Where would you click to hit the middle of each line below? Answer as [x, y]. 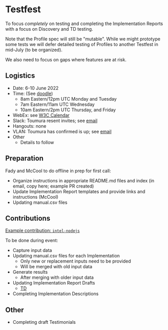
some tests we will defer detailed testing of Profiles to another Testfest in [82, 44]
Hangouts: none [30, 126]
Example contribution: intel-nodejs [43, 230]
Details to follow [37, 142]
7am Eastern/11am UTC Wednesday [58, 104]
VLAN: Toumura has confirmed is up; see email [62, 131]
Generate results [30, 272]
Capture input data [32, 250]
